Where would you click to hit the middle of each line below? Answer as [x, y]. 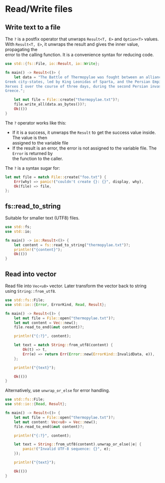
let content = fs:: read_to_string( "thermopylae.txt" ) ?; [72, 245]
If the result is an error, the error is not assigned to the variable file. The [84, 148]
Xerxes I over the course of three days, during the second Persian [77, 86]
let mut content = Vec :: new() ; [46, 323]
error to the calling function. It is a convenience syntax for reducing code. [80, 55]
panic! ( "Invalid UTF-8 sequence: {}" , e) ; [67, 449]
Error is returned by [32, 153]
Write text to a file [33, 27]
